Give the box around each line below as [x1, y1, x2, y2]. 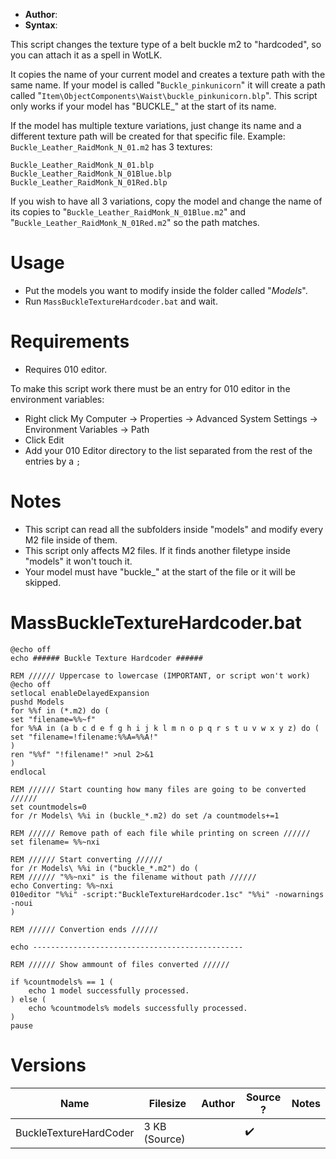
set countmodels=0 [10, 802, 87, 812]
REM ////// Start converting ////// [10, 854, 163, 864]
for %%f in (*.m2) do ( [10, 705, 110, 716]
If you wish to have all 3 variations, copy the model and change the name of [10, 195, 323, 207]
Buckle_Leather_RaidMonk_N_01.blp [10, 160, 155, 170]
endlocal [10, 767, 47, 777]
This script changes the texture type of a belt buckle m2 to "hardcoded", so [10, 39, 322, 50]
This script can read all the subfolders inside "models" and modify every [24, 523, 324, 535]
